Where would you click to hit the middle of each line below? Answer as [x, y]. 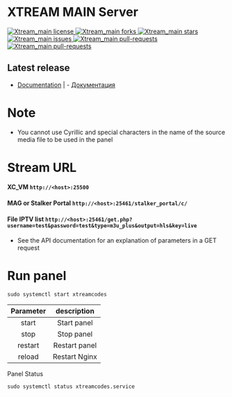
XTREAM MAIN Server [73, 12]
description [75, 311]
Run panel [37, 276]
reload [28, 357]
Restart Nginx [75, 357]
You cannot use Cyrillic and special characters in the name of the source [121, 132]
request [28, 248]
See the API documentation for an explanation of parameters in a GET [117, 241]
